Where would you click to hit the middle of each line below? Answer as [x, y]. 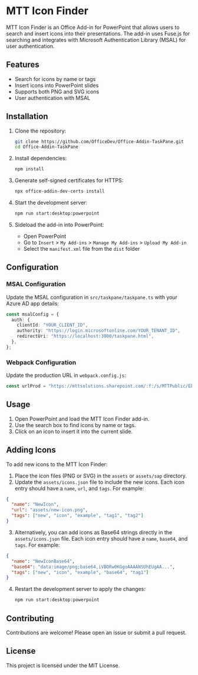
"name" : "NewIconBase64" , [43, 561]
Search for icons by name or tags [55, 79]
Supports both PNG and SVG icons [57, 91]
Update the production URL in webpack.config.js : [66, 375]
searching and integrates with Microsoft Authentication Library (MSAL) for [96, 40]
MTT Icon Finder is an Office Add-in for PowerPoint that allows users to [93, 27]
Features [23, 65]
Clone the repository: [40, 131]
